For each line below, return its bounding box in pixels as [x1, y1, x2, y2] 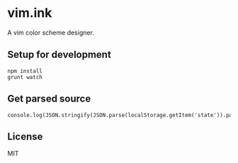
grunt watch [7, 73, 42, 80]
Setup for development [7, 49, 111, 61]
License [7, 131, 43, 143]
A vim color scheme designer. [7, 28, 94, 37]
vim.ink [7, 5, 52, 21]
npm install [7, 67, 42, 75]
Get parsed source [7, 93, 91, 105]
